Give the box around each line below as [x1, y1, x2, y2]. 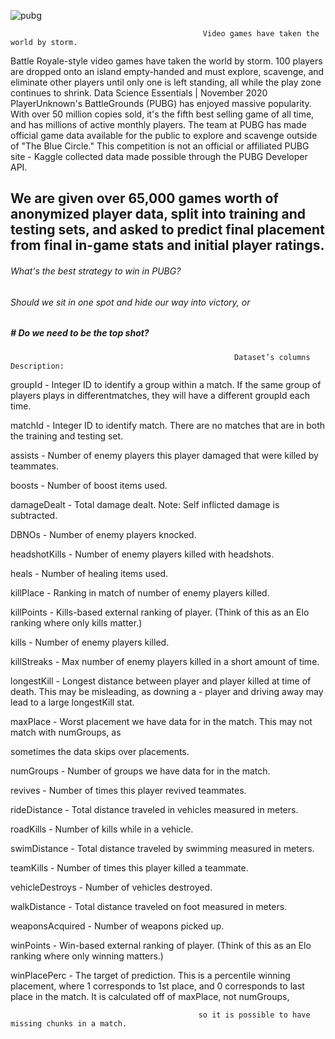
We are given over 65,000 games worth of [10, 190, 279, 207]
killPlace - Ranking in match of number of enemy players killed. [10, 586, 270, 599]
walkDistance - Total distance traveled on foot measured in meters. [10, 900, 288, 912]
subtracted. [10, 509, 58, 521]
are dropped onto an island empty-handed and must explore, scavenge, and [10, 66, 325, 77]
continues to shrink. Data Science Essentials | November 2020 [10, 87, 268, 99]
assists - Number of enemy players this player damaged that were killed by [10, 449, 319, 461]
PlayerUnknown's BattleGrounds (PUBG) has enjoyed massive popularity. [10, 98, 312, 109]
